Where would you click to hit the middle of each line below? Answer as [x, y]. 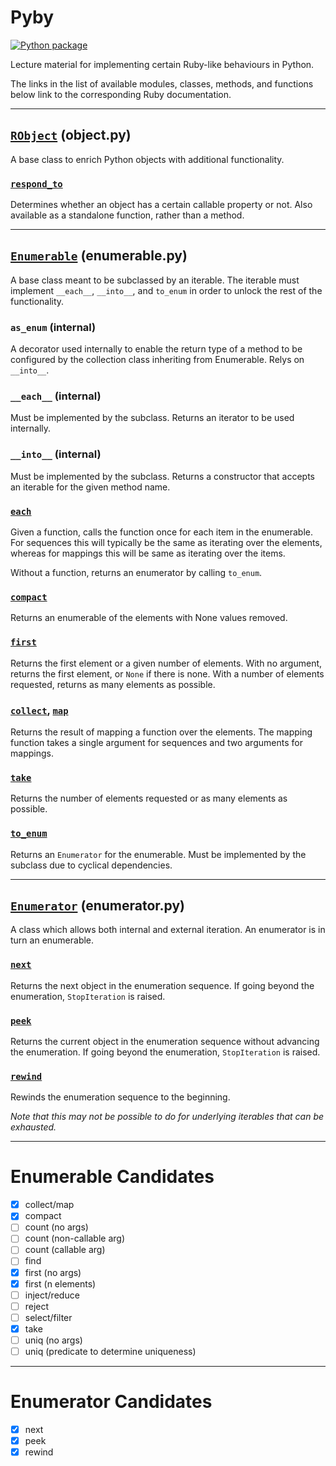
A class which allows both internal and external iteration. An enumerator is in [168, 930]
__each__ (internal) [56, 396]
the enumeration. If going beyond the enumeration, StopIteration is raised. [165, 1052]
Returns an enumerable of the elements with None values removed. [149, 618]
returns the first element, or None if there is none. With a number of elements [167, 673]
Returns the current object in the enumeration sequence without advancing [165, 1041]
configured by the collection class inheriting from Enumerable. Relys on [157, 360]
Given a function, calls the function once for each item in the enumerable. [161, 532]
